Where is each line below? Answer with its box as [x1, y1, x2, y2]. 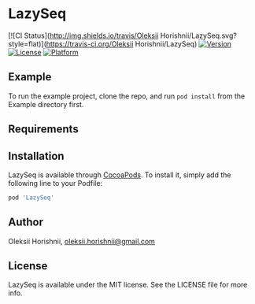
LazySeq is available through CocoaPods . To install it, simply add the [8, 170, 231, 180]
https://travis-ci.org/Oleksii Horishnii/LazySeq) [46, 39, 198, 48]
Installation [8, 149, 65, 162]
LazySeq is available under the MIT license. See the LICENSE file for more [8, 280, 248, 290]
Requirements [8, 123, 79, 136]
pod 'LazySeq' [8, 194, 55, 202]
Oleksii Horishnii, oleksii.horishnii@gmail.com [8, 236, 156, 246]
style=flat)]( [8, 39, 47, 48]
